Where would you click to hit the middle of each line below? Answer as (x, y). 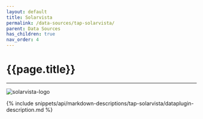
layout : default (27, 12)
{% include (20, 103)
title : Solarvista (29, 17)
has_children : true (31, 34)
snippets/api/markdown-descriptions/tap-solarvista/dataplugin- (114, 103)
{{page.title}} (41, 69)
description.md (25, 109)
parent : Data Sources (34, 29)
